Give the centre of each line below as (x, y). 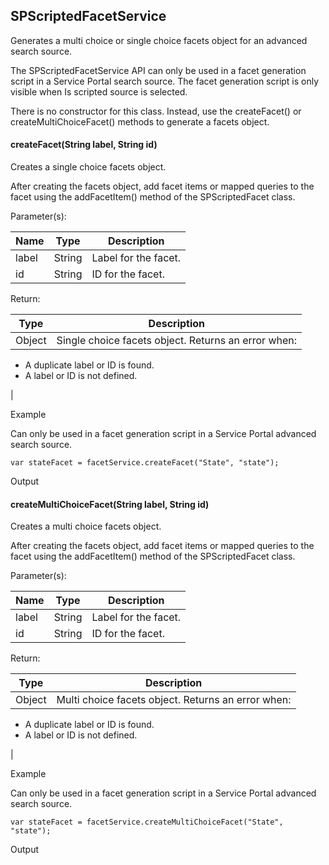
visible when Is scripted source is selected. (99, 91)
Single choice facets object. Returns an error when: (177, 341)
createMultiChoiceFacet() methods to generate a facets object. (140, 121)
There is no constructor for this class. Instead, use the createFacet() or (156, 111)
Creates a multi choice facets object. (86, 526)
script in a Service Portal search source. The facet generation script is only (165, 81)
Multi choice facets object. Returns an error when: (174, 700)
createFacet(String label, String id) (84, 145)
